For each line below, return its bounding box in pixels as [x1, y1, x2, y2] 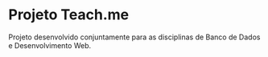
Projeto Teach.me [8, 6, 130, 24]
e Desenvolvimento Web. [8, 40, 92, 50]
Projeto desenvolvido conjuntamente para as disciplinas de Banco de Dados [8, 32, 261, 42]
